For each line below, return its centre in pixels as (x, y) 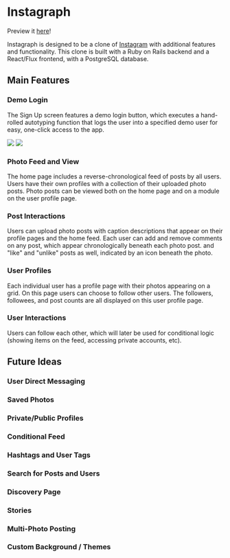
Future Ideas (34, 362)
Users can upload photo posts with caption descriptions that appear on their (115, 231)
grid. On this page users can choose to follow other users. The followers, (110, 293)
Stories (20, 510)
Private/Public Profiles (45, 418)
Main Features (38, 81)
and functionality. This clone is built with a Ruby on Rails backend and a (108, 51)
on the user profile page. (42, 198)
